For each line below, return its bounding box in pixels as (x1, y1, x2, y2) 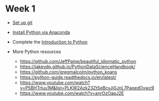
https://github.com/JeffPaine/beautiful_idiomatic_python (19, 58, 136, 64)
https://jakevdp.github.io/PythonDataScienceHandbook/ (19, 63, 136, 69)
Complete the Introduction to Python (12, 38, 88, 45)
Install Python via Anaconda (12, 29, 70, 35)
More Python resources (12, 48, 61, 54)
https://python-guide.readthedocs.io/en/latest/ (19, 74, 116, 80)
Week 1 (5, 3, 35, 14)
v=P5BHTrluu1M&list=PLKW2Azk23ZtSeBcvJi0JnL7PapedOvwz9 (19, 84, 154, 90)
